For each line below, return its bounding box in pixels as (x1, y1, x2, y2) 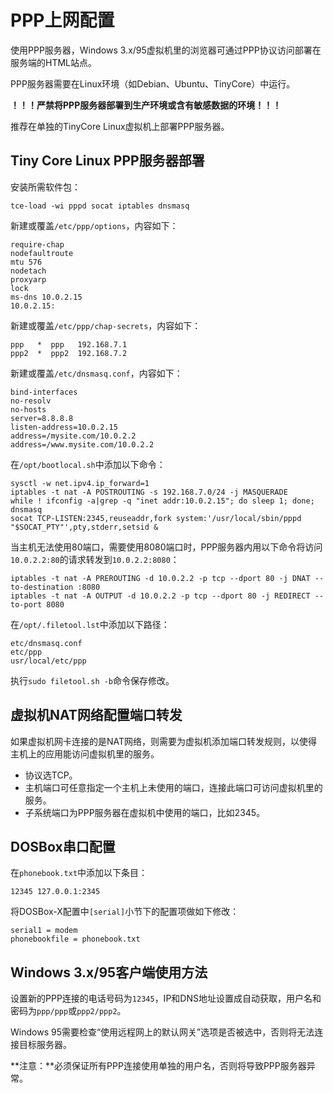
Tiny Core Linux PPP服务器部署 (10, 152, 205, 170)
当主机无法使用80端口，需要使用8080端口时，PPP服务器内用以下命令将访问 (10, 541, 323, 553)
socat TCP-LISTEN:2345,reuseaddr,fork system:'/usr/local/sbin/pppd (10, 513, 302, 523)
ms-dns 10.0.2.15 (10, 292, 83, 302)
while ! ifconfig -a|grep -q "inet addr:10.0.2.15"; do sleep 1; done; (10, 496, 315, 506)
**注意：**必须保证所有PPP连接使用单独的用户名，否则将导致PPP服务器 (10, 1060, 307, 1072)
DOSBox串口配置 (10, 838, 116, 855)
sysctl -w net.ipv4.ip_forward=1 (10, 478, 150, 488)
